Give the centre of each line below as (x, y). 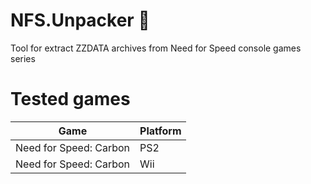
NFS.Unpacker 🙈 (80, 20)
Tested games (70, 99)
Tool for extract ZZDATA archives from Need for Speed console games (156, 48)
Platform (160, 131)
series (23, 58)
